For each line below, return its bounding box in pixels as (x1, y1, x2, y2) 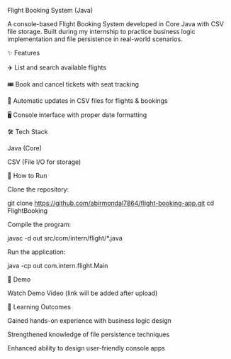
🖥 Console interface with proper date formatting (7, 111, 147, 119)
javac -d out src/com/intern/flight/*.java (7, 234, 123, 242)
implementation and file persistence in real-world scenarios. (7, 35, 183, 43)
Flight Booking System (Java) (7, 6, 94, 14)
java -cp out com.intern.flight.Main (7, 262, 108, 270)
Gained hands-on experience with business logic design (7, 316, 172, 325)
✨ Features (7, 49, 40, 57)
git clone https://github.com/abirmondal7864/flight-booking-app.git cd (7, 199, 215, 207)
